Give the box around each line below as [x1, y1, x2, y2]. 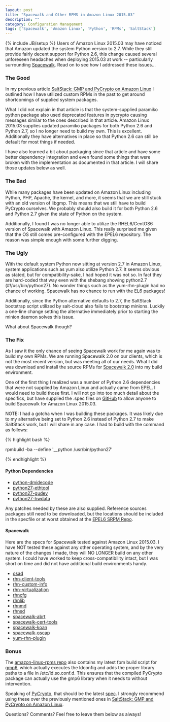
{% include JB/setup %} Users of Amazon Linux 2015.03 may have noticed [5, 40, 162, 46]
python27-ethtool [12, 485, 50, 491]
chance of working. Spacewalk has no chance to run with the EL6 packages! [5, 288, 165, 294]
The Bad [5, 178, 26, 185]
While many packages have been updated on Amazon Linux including [5, 189, 151, 195]
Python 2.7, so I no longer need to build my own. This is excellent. [5, 128, 142, 134]
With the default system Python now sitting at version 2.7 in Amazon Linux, [5, 261, 162, 267]
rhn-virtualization [12, 587, 49, 593]
